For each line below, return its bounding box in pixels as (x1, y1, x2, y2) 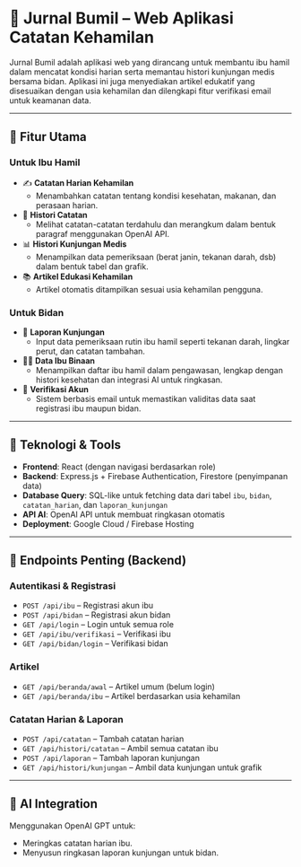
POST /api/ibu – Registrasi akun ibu (21, 600, 154, 611)
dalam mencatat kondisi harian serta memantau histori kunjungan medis (9, 66, 275, 77)
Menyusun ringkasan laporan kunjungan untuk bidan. (21, 847, 219, 858)
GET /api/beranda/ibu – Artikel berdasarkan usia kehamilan (21, 690, 241, 701)
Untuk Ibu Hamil (9, 156, 81, 169)
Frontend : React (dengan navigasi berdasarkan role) (21, 461, 217, 472)
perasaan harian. (35, 199, 99, 210)
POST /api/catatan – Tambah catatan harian (21, 733, 185, 744)
